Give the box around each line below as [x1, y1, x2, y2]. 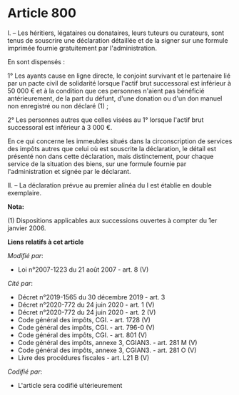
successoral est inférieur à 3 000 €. [7, 123, 113, 131]
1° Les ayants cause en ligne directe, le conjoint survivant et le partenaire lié [7, 71, 230, 80]
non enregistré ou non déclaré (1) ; [7, 101, 109, 110]
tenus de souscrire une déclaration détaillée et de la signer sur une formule [7, 36, 228, 44]
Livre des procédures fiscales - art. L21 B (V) [17, 353, 150, 361]
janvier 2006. [7, 223, 46, 232]
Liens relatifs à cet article [7, 237, 84, 246]
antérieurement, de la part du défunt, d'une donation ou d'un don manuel [7, 94, 223, 103]
